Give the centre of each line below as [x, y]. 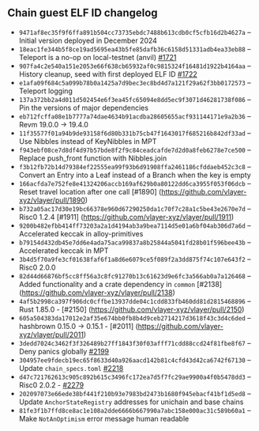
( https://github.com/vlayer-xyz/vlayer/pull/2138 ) [97, 293]
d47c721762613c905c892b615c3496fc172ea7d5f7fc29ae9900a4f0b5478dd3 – [135, 376]
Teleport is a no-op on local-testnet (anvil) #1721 [98, 57]
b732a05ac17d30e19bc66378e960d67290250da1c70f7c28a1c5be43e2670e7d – [135, 208]
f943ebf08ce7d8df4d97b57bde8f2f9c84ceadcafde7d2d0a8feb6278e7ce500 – [135, 149]
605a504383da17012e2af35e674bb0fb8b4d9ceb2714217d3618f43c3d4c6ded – [135, 318]
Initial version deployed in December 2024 [88, 40]
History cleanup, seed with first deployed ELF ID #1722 [108, 74]
